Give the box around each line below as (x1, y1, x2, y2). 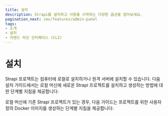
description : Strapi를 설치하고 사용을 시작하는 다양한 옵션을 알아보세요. (5, 12, 143, 17)
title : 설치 (5, 7, 29, 12)
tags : (5, 21, 17, 26)
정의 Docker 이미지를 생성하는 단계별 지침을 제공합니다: (5, 105, 114, 111)
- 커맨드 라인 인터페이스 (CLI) (5, 35, 62, 40)
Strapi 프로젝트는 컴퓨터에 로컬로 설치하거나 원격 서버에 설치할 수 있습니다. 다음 (5, 75, 160, 81)
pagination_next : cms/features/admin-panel (5, 16, 98, 21)
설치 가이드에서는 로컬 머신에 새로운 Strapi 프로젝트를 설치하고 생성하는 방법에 (5, 82, 158, 88)
